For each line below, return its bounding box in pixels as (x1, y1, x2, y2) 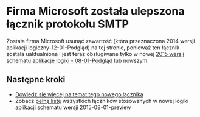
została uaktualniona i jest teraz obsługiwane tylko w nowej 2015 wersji (6, 50, 184, 57)
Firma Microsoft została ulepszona (6, 4, 185, 18)
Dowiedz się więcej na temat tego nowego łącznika (15, 90, 144, 98)
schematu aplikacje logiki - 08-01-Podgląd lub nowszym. (6, 57, 149, 64)
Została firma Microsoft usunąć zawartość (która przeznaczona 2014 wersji (6, 37, 195, 44)
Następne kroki (6, 74, 66, 85)
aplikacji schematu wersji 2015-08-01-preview (15, 104, 131, 111)
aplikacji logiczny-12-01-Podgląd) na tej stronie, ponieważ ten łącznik (6, 44, 180, 51)
